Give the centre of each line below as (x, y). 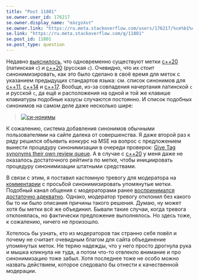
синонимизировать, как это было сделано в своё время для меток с (93, 74)
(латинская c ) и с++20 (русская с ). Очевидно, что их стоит (81, 67)
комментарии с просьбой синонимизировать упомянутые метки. (89, 184)
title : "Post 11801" (32, 12)
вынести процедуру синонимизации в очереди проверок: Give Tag (91, 147)
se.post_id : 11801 (29, 39)
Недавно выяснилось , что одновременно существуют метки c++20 (92, 61)
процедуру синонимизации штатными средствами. (71, 166)
